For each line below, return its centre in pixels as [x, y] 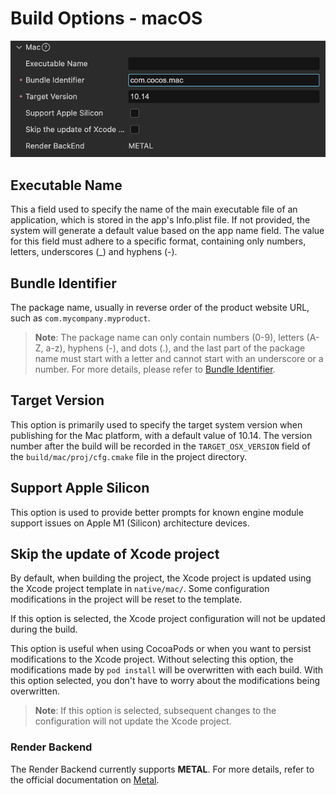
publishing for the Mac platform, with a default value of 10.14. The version [161, 435]
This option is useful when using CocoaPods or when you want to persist [161, 649]
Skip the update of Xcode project [115, 554]
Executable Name [66, 185]
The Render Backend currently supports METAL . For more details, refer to [162, 769]
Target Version [57, 400]
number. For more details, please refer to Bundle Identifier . [155, 369]
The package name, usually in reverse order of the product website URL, [160, 308]
